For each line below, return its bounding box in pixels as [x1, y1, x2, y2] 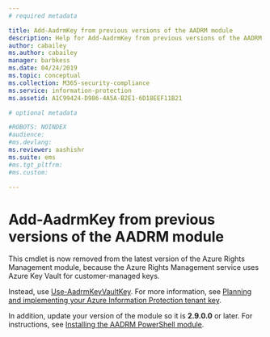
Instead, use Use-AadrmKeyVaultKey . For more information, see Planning [8, 287, 252, 297]
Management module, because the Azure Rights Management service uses [8, 263, 259, 272]
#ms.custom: [8, 168, 49, 176]
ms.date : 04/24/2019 [8, 64, 78, 73]
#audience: [8, 131, 45, 139]
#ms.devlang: [8, 138, 53, 146]
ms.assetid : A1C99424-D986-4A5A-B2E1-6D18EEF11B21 [8, 94, 183, 102]
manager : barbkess [8, 57, 70, 65]
